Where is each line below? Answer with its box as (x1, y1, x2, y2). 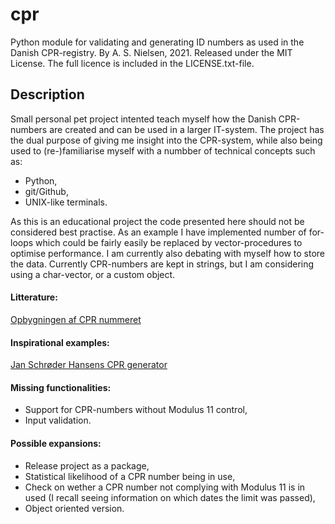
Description (10, 86, 85, 103)
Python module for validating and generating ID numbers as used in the (10, 36, 305, 48)
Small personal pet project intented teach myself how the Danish (10, 113, 277, 125)
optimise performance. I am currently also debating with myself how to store (10, 247, 326, 259)
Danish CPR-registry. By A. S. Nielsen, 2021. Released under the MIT (10, 46, 293, 58)
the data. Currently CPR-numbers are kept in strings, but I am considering (10, 258, 315, 270)
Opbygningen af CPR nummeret (10, 313, 142, 325)
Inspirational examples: (10, 336, 110, 348)
